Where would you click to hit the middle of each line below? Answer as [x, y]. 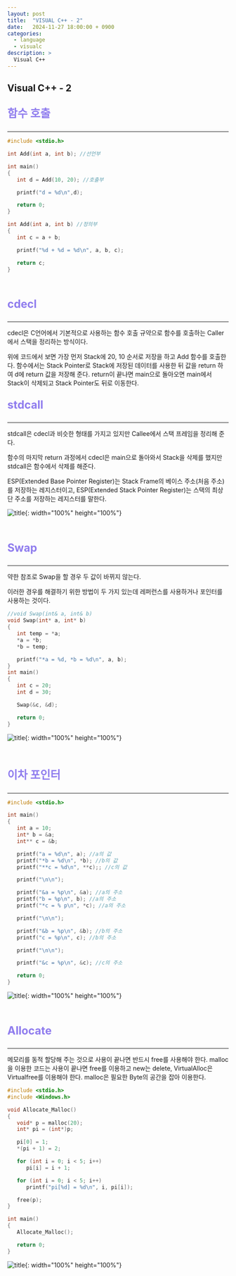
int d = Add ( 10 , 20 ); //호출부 [60, 180]
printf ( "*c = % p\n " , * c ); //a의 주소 [71, 906]
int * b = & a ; [35, 835]
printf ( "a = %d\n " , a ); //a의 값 [64, 854]
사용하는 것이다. [29, 601]
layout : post [26, 14]
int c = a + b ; [39, 237]
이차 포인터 [34, 775]
